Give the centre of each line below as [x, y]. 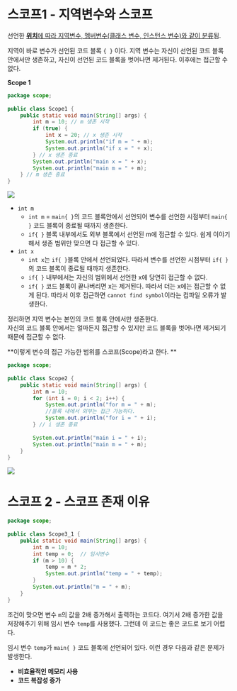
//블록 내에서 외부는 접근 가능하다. [90, 411]
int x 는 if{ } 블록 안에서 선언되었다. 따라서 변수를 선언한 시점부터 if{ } [128, 260]
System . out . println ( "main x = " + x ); [90, 161]
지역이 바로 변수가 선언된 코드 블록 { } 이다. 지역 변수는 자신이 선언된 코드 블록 [116, 50]
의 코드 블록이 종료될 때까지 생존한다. [79, 269]
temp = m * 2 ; [66, 567]
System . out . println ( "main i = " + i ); [90, 438]
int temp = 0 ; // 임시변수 [71, 554]
